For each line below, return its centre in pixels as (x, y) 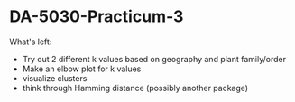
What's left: (31, 42)
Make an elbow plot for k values (82, 69)
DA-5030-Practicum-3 (97, 17)
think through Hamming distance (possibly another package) (135, 88)
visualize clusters (55, 78)
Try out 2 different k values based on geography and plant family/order (154, 59)
